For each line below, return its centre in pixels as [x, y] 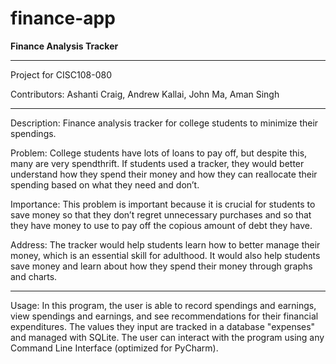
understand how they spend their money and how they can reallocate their [164, 174]
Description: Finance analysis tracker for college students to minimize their [164, 123]
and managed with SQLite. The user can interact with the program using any [167, 337]
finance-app [63, 18]
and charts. [34, 276]
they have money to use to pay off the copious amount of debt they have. [161, 225]
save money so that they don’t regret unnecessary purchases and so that [161, 214]
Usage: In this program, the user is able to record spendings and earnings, [163, 305]
